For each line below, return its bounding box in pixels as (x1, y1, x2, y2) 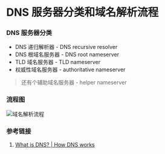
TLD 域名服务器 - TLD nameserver (15, 59, 101, 66)
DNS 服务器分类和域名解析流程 (6, 5, 159, 19)
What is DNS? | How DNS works (15, 141, 95, 149)
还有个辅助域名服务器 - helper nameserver (21, 79, 127, 86)
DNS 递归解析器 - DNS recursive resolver (15, 43, 118, 51)
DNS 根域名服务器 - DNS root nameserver (15, 51, 120, 58)
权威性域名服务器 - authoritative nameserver (15, 66, 126, 73)
